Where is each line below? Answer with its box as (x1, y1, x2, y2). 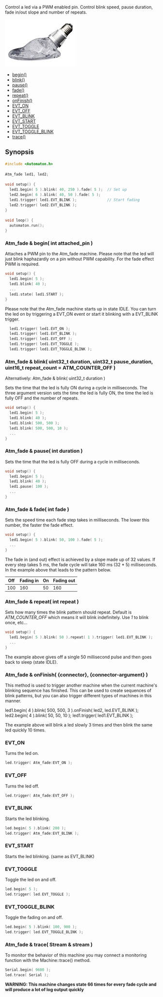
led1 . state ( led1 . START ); (9, 292, 64, 297)
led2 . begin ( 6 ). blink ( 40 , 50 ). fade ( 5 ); (9, 192, 101, 197)
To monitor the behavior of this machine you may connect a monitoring (5, 952, 147, 958)
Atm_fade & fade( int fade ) (5, 506, 69, 513)
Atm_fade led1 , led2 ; (5, 172, 49, 177)
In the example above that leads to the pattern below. (5, 567, 112, 573)
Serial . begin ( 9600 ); (5, 967, 51, 973)
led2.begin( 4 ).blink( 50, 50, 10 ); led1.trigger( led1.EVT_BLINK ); (5, 712, 133, 718)
